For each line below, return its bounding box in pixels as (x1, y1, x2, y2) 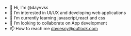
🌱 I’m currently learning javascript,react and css (9, 15, 106, 20)
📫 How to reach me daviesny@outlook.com (9, 26, 98, 31)
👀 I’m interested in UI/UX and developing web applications (9, 10, 126, 16)
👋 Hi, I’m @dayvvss (9, 5, 49, 10)
